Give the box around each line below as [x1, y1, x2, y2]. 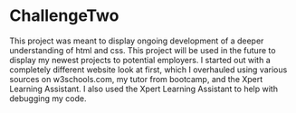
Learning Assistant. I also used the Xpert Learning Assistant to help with [9, 83, 279, 94]
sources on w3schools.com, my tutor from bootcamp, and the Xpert [9, 73, 263, 84]
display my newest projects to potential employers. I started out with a [9, 54, 271, 65]
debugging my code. [9, 92, 87, 104]
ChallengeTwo [9, 5, 119, 26]
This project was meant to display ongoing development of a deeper [9, 35, 264, 46]
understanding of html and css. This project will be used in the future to [9, 44, 276, 55]
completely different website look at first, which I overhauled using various [9, 64, 288, 75]
